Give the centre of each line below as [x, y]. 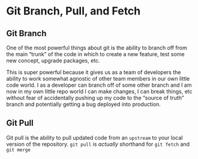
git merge [19, 150]
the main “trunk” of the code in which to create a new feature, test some [95, 54]
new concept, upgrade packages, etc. [53, 61]
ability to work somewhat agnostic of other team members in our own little [98, 79]
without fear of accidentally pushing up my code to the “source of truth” [95, 98]
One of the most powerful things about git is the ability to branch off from [97, 48]
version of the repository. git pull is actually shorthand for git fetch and [98, 144]
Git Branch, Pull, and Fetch [73, 11]
